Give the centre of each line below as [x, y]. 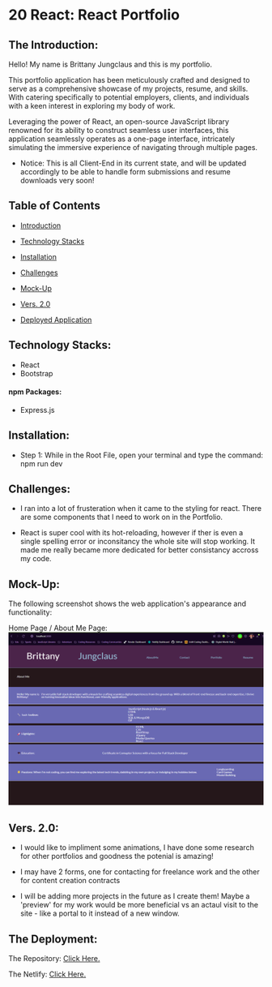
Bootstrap [36, 373]
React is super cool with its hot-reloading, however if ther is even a [132, 533]
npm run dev [41, 463]
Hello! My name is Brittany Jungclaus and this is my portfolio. [110, 64]
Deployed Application [56, 320]
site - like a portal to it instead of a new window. [100, 913]
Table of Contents [55, 206]
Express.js [37, 410]
